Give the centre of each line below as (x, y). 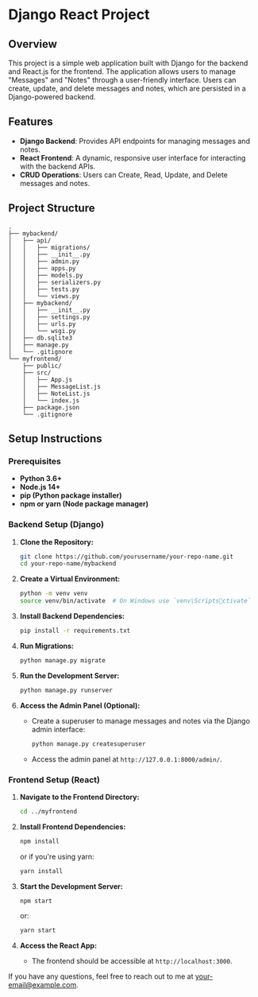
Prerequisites (35, 461)
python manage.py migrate (62, 660)
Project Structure (52, 208)
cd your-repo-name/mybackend (68, 564)
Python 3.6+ (40, 479)
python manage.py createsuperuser (89, 744)
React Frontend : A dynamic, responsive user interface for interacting (133, 157)
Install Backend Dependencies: (72, 616)
